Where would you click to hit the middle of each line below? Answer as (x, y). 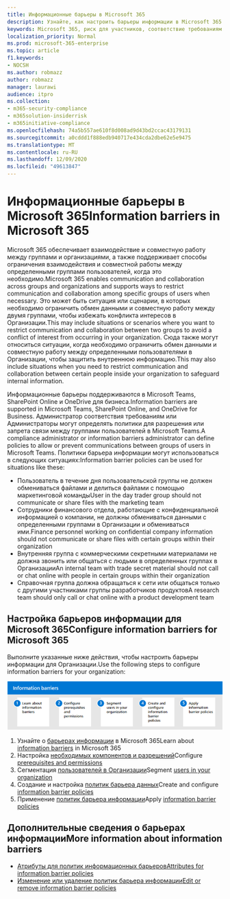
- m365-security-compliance (47, 109)
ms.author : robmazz (35, 72)
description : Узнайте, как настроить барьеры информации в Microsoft (108, 22)
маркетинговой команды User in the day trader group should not (109, 495)
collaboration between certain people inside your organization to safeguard (113, 374)
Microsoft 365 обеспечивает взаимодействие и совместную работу (106, 249)
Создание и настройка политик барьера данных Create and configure (118, 785)
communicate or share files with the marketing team (90, 502)
